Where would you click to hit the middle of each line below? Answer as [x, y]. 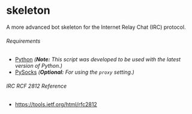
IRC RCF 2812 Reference [37, 86]
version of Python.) [39, 66]
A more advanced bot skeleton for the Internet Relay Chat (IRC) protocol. [96, 27]
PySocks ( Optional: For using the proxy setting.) [75, 72]
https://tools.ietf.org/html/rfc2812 [56, 104]
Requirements [23, 41]
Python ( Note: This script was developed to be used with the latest [98, 59]
